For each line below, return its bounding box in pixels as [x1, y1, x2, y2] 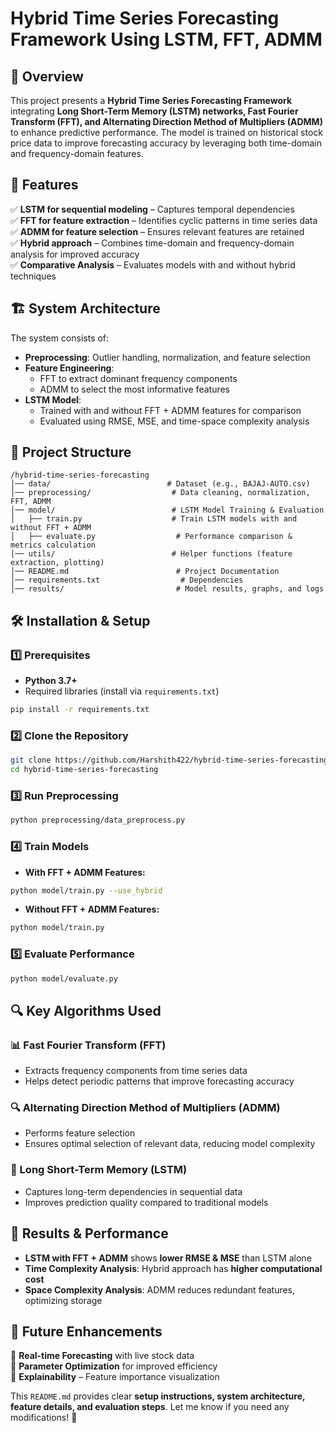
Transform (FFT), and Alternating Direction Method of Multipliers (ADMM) [10, 116, 323, 127]
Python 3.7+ [24, 675, 78, 687]
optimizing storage [24, 1294, 103, 1306]
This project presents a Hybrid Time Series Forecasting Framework [10, 95, 293, 106]
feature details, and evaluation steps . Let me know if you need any [10, 1401, 290, 1413]
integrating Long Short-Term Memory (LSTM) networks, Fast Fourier [10, 105, 299, 117]
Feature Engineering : [24, 362, 115, 374]
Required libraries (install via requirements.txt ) [24, 685, 220, 697]
